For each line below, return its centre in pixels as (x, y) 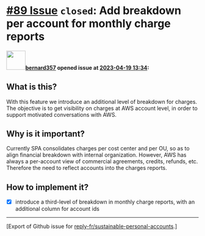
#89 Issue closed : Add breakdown (94, 11)
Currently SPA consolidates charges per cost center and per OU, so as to (98, 149)
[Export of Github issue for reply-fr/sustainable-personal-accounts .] (92, 226)
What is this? (32, 87)
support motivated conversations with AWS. (62, 114)
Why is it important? (46, 134)
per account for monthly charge (88, 24)
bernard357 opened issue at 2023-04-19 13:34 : (87, 67)
